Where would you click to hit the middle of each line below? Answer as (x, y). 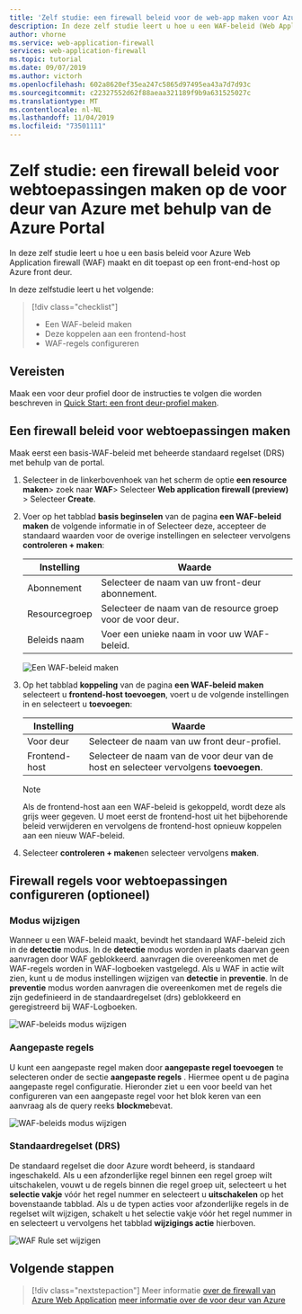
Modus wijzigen (45, 920)
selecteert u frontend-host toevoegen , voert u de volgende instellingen (155, 694)
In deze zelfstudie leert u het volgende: (82, 289)
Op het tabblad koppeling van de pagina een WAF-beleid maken (143, 685)
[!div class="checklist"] (75, 306)
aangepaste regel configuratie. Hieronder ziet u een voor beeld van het (141, 1086)
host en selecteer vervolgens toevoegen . (176, 767)
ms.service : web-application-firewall (82, 43)
